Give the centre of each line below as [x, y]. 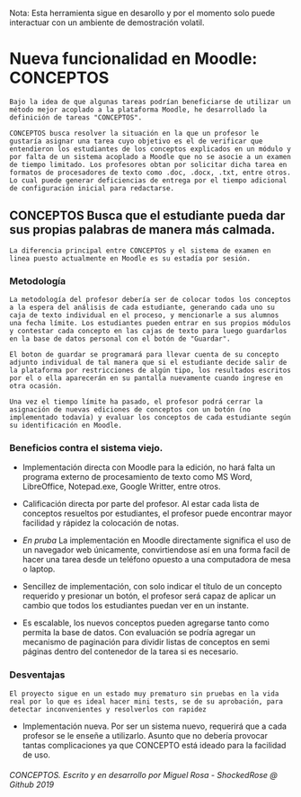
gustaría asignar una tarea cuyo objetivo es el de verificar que [136, 141]
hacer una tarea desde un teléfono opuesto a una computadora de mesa [156, 560]
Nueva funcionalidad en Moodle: [133, 59]
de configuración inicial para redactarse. [92, 188]
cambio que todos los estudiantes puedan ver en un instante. [135, 606]
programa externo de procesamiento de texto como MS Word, [137, 477]
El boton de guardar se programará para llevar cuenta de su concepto [144, 355]
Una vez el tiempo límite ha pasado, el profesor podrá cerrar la [136, 402]
